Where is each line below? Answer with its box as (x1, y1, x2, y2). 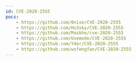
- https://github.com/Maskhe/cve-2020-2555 (16, 30, 124, 36)
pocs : (5, 14, 19, 20)
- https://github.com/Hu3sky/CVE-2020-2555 (16, 24, 124, 31)
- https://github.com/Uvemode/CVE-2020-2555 (16, 35, 126, 41)
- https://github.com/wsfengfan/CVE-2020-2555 (16, 46, 132, 52)
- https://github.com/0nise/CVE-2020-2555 (16, 19, 121, 25)
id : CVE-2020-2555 (5, 8, 50, 15)
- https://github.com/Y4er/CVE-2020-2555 (16, 41, 118, 47)
